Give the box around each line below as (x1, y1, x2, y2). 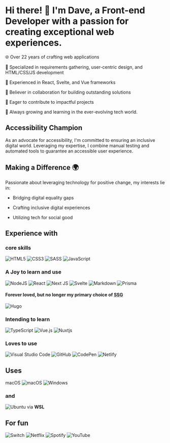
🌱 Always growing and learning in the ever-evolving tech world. (5, 109, 138, 115)
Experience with (5, 229, 58, 238)
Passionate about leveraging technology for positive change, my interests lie (5, 179, 165, 185)
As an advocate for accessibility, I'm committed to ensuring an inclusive (5, 137, 156, 143)
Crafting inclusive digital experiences (12, 204, 90, 211)
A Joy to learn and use (5, 269, 62, 276)
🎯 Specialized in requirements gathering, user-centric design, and (5, 64, 143, 70)
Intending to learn (5, 315, 50, 322)
